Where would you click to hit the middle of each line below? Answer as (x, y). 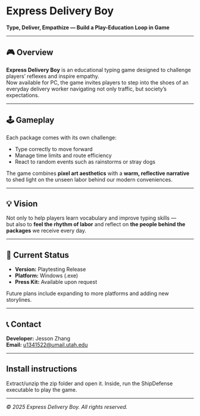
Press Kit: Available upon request (56, 282)
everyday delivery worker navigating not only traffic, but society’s (86, 89)
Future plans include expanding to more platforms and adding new (87, 293)
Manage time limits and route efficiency (63, 155)
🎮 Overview (30, 53)
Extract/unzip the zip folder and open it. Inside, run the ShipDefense (90, 383)
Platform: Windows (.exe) (46, 276)
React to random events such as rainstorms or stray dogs (85, 161)
